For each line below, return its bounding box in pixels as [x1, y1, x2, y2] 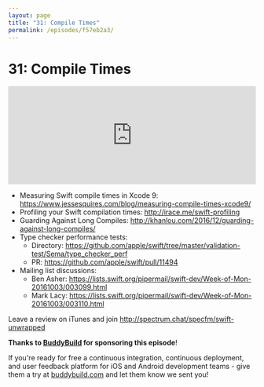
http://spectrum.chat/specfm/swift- [119, 315, 234, 324]
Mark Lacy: [31, 291, 68, 301]
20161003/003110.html [31, 299, 104, 309]
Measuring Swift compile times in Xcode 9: [19, 191, 159, 200]
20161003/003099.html [31, 283, 108, 292]
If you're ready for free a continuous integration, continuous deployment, [8, 353, 244, 363]
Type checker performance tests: [19, 232, 128, 242]
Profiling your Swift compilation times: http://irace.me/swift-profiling [19, 207, 240, 217]
